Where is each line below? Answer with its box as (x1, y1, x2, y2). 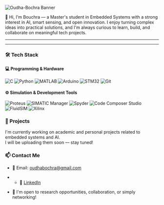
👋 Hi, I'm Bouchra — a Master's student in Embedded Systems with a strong (5, 14, 158, 20)
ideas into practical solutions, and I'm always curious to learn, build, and (5, 24, 150, 30)
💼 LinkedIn (19, 179, 41, 185)
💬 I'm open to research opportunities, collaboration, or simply (12, 189, 136, 195)
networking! (12, 194, 37, 200)
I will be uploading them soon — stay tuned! (5, 139, 94, 145)
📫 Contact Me (5, 152, 40, 159)
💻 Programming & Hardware (5, 66, 64, 71)
